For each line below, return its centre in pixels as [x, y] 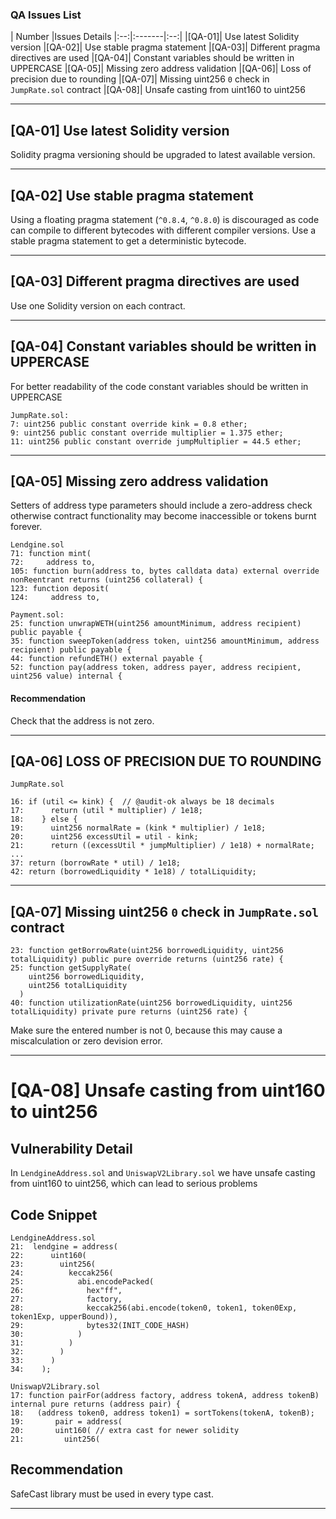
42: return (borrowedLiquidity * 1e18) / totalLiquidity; [133, 872]
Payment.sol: [37, 615]
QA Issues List [46, 15]
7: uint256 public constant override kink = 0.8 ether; [129, 424]
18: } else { [44, 819]
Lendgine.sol [37, 545]
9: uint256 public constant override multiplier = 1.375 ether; [147, 433]
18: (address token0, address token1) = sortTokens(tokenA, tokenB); [162, 1413]
